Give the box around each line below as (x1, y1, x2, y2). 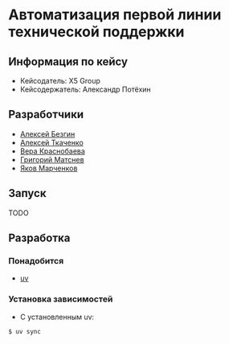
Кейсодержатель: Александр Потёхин (19, 84, 151, 94)
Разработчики (8, 108, 84, 121)
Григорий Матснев (19, 154, 84, 164)
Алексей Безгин (19, 129, 76, 138)
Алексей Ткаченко (19, 137, 84, 147)
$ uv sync (8, 327, 42, 335)
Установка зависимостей (8, 293, 113, 305)
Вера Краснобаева (19, 146, 86, 156)
